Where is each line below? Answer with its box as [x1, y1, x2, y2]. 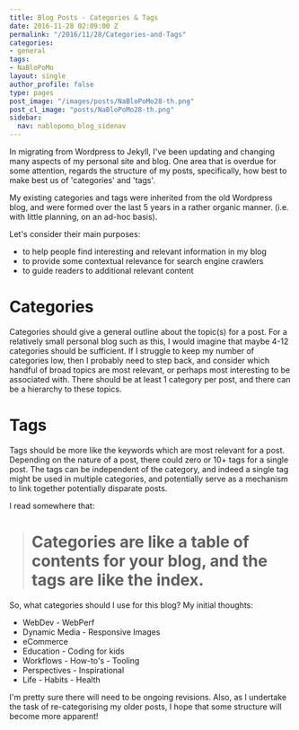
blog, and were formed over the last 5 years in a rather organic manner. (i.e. [9, 202, 289, 212]
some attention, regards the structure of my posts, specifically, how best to [9, 165, 287, 176]
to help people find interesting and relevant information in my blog [22, 246, 268, 257]
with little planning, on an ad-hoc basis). [9, 212, 158, 222]
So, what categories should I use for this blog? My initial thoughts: [9, 599, 254, 611]
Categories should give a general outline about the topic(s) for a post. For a [9, 326, 287, 337]
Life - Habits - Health [22, 674, 101, 685]
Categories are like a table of [31, 532, 250, 552]
